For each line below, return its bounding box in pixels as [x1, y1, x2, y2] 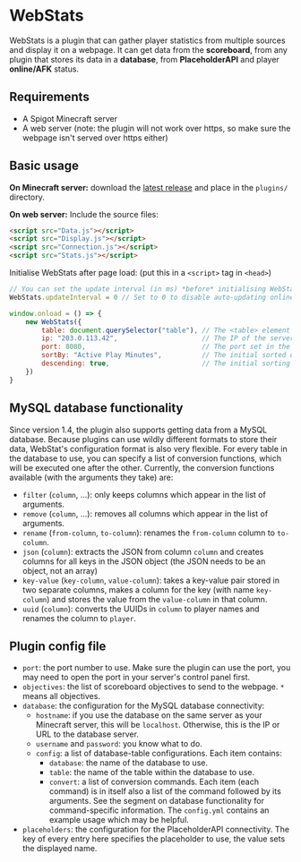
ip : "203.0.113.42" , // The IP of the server [41, 334, 295, 343]
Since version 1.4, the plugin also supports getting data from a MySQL [9, 424, 268, 435]
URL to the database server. [35, 729, 139, 739]
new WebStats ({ [25, 317, 82, 327]
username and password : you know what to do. [35, 738, 203, 749]
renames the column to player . [21, 612, 137, 623]
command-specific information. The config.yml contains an [48, 805, 270, 815]
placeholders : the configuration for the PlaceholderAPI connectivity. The [21, 824, 289, 835]
